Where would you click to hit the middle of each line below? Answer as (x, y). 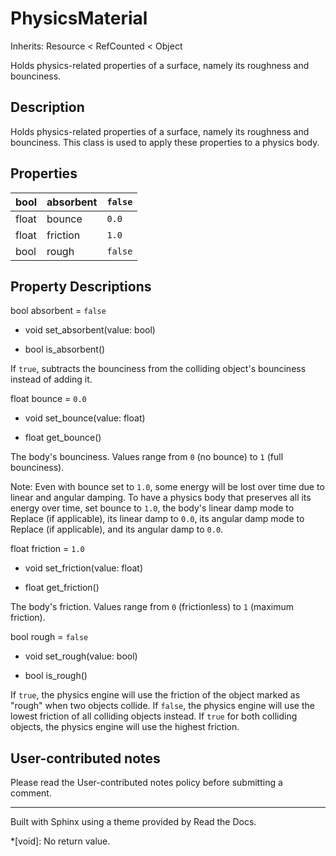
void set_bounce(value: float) (85, 418)
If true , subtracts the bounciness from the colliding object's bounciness (158, 369)
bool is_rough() (56, 676)
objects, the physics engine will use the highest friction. (125, 727)
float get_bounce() (63, 438)
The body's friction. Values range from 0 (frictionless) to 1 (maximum (152, 607)
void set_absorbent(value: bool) (90, 330)
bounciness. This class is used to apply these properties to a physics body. (165, 142)
